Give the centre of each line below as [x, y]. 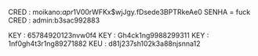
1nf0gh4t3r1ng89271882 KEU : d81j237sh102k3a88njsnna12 [105, 44]
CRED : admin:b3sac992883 [54, 20]
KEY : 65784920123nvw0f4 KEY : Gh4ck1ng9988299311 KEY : [109, 35]
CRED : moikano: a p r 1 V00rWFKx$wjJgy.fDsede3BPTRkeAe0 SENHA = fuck [129, 12]
